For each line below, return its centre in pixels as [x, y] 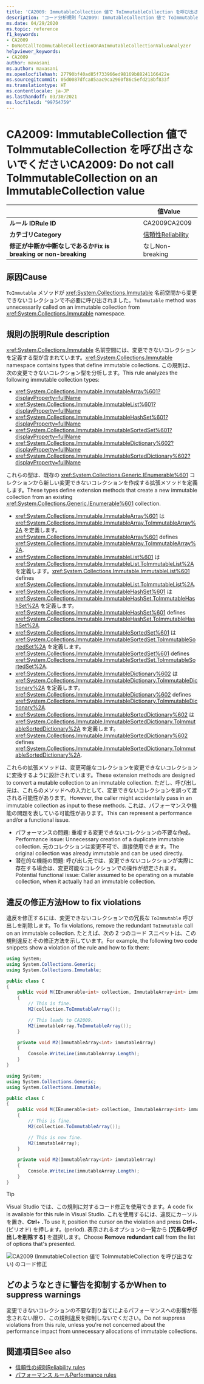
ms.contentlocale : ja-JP [38, 91]
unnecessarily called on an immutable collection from [73, 307]
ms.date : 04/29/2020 [32, 23]
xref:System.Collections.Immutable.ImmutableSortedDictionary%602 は [105, 715]
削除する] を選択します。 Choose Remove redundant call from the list [109, 1237]
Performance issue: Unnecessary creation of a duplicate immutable [99, 839]
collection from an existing [39, 497]
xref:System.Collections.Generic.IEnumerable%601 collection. [83, 504]
